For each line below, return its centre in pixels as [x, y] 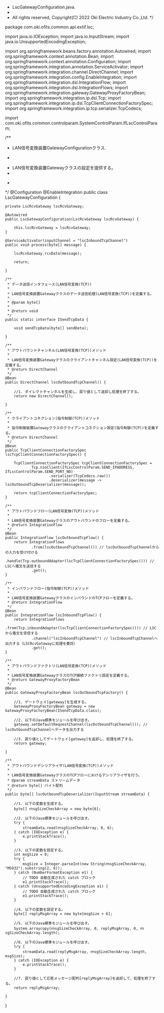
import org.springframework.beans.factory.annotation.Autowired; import [78, 51]
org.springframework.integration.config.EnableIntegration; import [71, 77]
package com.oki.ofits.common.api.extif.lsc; [50, 27]
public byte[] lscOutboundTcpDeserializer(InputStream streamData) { [78, 794]
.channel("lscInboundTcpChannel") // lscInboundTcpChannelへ [94, 638]
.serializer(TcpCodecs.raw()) [80, 476]
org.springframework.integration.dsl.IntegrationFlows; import [67, 87]
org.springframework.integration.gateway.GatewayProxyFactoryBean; [75, 93]
